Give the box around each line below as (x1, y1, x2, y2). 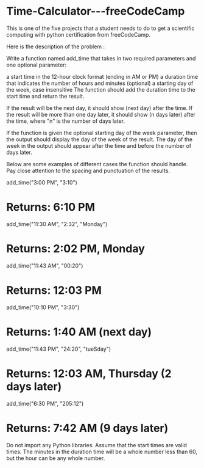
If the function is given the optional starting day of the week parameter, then (6, 129, 197, 136)
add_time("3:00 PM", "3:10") (6, 178, 77, 186)
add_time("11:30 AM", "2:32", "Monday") (6, 220, 108, 227)
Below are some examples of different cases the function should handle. (6, 160, 188, 167)
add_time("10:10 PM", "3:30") (6, 304, 80, 311)
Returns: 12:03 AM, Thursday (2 (6, 367, 172, 380)
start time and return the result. (6, 92, 85, 100)
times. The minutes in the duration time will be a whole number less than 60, (6, 448, 198, 455)
